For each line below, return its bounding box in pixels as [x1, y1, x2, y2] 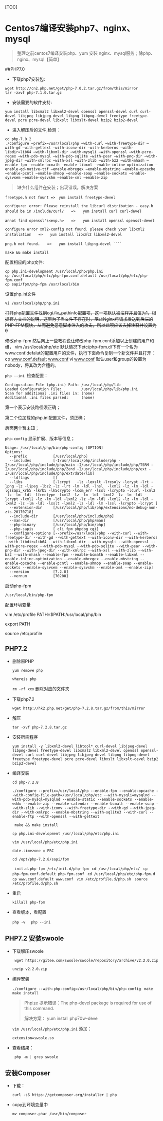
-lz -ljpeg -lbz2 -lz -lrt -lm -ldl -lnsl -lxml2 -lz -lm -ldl [16, 484, 149, 488]
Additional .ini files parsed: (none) [5, 395, 95, 400]
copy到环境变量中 [12, 1102, 48, 1108]
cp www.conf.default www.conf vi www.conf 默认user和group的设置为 [5, 356, 147, 362]
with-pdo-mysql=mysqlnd [12, 797, 61, 802]
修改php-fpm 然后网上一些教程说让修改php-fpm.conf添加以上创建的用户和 [5, 337, 154, 344]
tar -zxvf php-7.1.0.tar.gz [5, 90, 62, 95]
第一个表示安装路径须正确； [5, 404, 61, 410]
